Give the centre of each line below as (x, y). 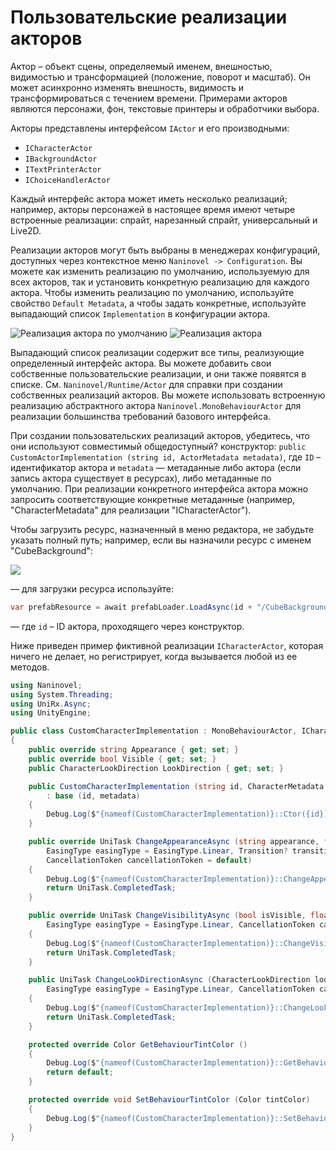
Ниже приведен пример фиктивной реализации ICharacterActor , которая (167, 645)
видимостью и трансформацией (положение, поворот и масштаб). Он (160, 77)
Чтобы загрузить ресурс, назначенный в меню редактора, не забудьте (162, 529)
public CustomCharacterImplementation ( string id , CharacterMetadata (176, 786)
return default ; (80, 1072)
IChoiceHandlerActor (67, 180)
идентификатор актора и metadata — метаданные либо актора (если (156, 467)
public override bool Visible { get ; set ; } (122, 759)
